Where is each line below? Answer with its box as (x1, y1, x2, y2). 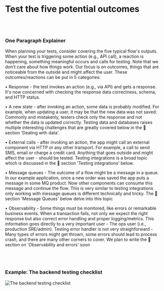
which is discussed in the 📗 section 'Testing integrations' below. (5, 160, 134, 166)
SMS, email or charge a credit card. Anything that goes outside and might (5, 150, 153, 156)
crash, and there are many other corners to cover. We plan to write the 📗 (5, 237, 151, 242)
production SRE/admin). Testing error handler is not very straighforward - (5, 226, 153, 232)
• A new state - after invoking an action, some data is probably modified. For (5, 104, 160, 110)
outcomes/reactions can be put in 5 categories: (5, 75, 101, 80)
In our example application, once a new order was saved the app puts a (5, 175, 149, 181)
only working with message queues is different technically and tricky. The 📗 (5, 190, 158, 197)
